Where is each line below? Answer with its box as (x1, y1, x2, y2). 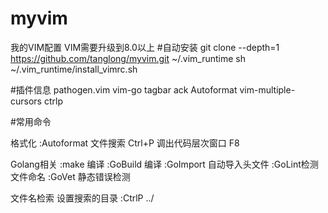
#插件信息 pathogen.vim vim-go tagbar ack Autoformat (10, 83, 238, 96)
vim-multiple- (239, 83, 296, 96)
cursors (10, 95, 42, 107)
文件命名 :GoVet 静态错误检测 (10, 170, 131, 182)
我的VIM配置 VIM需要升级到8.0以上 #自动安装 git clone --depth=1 (10, 41, 280, 53)
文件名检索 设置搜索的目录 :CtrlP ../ (10, 192, 155, 204)
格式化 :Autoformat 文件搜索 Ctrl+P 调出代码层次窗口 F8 (10, 137, 240, 149)
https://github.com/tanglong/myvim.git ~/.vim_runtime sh (10, 52, 246, 64)
